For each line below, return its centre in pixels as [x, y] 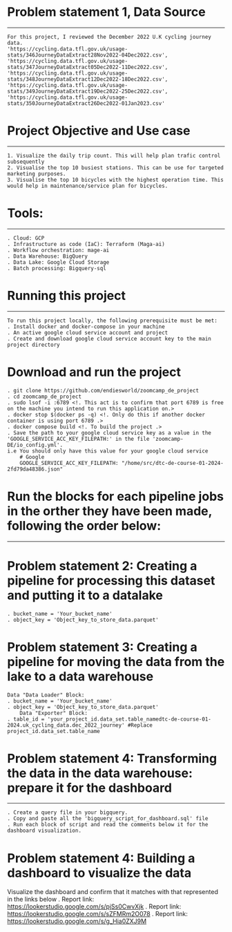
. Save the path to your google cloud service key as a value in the [109, 432]
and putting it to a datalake [85, 595]
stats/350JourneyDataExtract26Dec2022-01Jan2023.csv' [86, 103]
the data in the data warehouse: [100, 773]
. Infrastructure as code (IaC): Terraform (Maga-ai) [86, 244]
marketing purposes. [37, 173]
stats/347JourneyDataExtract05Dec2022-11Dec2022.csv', [88, 67]
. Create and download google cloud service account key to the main [109, 339]
